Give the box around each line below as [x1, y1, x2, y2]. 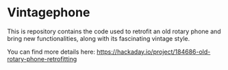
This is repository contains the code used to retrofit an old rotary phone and [7, 27, 221, 35]
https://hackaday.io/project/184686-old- [97, 48, 211, 56]
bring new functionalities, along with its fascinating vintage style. [7, 34, 190, 42]
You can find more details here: [7, 48, 96, 56]
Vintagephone [7, 5, 90, 20]
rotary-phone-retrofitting [7, 54, 77, 63]
